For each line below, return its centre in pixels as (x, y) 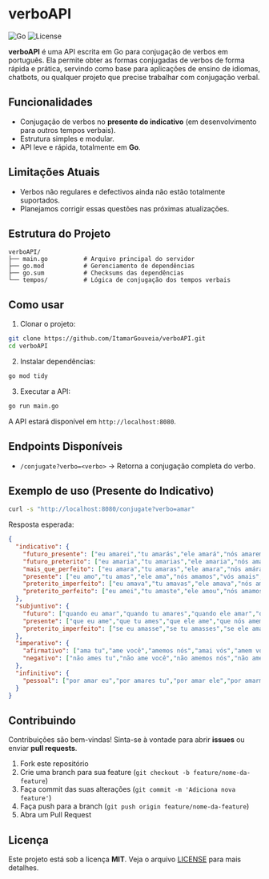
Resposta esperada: (41, 524)
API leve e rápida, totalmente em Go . (80, 147)
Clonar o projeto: (48, 324)
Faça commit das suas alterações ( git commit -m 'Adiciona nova (128, 789)
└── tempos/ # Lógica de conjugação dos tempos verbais (119, 280)
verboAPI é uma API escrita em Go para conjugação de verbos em (118, 51)
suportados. (40, 200)
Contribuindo (42, 720)
